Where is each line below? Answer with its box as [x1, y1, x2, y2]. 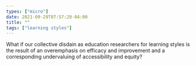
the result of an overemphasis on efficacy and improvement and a [6, 47, 165, 54]
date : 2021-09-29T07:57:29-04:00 [6, 14, 88, 20]
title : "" [6, 19, 31, 25]
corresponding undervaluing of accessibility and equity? [6, 53, 143, 60]
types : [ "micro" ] [6, 8, 49, 15]
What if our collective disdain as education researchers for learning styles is [6, 41, 190, 48]
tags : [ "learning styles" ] [6, 25, 72, 31]
